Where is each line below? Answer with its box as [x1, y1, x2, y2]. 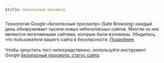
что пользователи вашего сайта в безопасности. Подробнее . [5, 36, 135, 42]
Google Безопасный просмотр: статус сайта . [5, 52, 100, 58]
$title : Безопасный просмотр [5, 7, 66, 12]
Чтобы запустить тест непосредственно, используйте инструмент [5, 47, 147, 53]
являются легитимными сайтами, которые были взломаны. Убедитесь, [5, 31, 157, 37]
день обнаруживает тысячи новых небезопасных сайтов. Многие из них [5, 26, 160, 32]
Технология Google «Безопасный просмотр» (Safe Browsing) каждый [5, 21, 153, 27]
